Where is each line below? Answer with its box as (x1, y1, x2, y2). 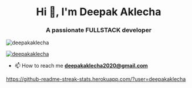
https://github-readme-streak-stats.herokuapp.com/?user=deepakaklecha (6, 76, 186, 83)
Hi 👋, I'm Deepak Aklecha (36, 5, 161, 19)
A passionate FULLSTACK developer (46, 26, 151, 34)
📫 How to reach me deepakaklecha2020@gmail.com (14, 62, 148, 69)
